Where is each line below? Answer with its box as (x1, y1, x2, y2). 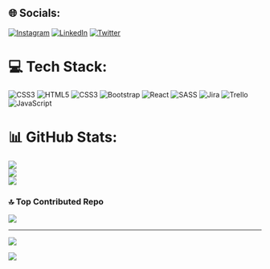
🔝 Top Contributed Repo (8, 196, 104, 207)
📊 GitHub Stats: (8, 128, 118, 146)
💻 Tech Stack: (8, 58, 108, 76)
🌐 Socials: (8, 6, 61, 20)
